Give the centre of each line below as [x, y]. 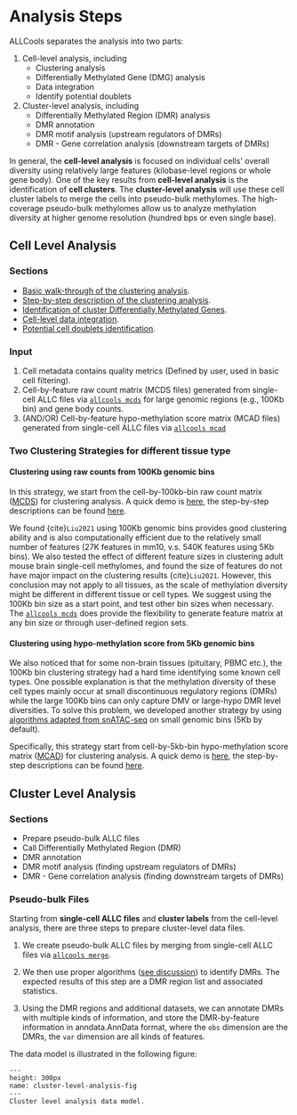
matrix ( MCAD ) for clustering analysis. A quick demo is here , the [127, 756]
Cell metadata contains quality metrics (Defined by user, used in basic [150, 371]
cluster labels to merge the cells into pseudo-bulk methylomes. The [132, 199]
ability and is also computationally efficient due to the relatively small [135, 537]
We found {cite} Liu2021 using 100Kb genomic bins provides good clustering [148, 529]
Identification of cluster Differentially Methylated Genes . [124, 309]
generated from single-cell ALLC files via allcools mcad [124, 427]
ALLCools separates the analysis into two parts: [96, 41]
